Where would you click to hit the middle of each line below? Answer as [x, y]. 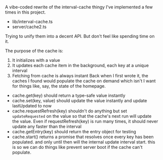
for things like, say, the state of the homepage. [59, 86]
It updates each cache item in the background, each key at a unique [80, 65]
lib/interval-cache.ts [32, 22]
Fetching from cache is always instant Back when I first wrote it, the [80, 76]
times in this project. [26, 12]
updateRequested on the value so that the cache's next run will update [82, 116]
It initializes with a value [36, 60]
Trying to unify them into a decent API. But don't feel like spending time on [80, 36]
